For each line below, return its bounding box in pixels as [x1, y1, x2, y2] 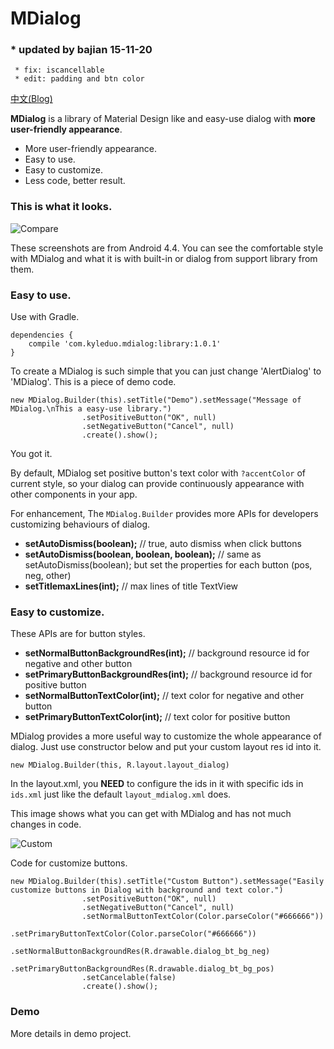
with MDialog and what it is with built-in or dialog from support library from [10, 252, 318, 264]
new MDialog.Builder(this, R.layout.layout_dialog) [10, 760, 230, 771]
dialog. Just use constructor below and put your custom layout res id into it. [10, 741, 322, 753]
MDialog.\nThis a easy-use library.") [10, 404, 172, 414]
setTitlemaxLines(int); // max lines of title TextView [24, 580, 239, 592]
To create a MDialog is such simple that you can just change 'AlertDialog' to [10, 365, 322, 377]
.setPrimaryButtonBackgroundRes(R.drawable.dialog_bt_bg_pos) [10, 964, 275, 974]
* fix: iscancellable [14, 65, 105, 76]
